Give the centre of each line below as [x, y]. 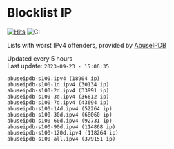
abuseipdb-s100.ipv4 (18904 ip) [54, 78]
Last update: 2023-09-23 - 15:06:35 [58, 66]
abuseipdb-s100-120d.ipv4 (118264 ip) [63, 132]
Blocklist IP [40, 13]
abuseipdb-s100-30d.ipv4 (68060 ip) [60, 115]
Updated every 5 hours [40, 58]
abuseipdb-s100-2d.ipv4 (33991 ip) [58, 90]
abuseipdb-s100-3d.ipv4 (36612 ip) [58, 97]
